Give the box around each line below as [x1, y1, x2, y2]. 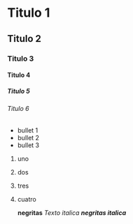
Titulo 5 [7, 87, 30, 95]
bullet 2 [17, 133, 40, 142]
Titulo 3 [7, 54, 34, 64]
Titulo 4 [7, 71, 31, 80]
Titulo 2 [7, 33, 42, 45]
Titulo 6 [7, 105, 29, 113]
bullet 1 [17, 126, 38, 134]
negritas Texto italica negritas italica [17, 208, 127, 217]
